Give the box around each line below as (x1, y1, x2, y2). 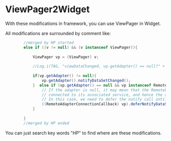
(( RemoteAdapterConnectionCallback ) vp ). (41, 102, 131, 107)
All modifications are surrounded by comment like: (5, 30, 111, 36)
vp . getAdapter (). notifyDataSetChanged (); (41, 78, 131, 83)
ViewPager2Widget (5, 4, 90, 15)
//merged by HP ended (23, 121, 70, 126)
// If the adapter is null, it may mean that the (41, 88, 149, 93)
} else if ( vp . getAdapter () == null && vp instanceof (32, 82, 152, 88)
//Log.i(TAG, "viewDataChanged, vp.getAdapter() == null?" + (32, 64, 165, 69)
